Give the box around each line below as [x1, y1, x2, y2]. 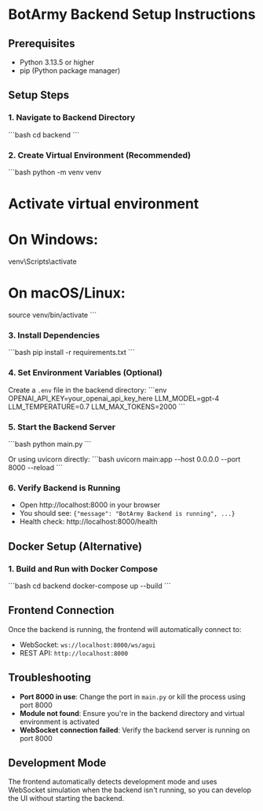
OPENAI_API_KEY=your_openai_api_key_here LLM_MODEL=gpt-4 [8, 393, 220, 403]
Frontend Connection [8, 604, 115, 617]
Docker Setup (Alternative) [8, 539, 143, 553]
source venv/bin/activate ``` [8, 310, 97, 320]
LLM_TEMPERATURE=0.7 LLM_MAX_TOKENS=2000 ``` [8, 402, 186, 411]
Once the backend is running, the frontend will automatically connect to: [8, 624, 242, 634]
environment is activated [19, 717, 100, 726]
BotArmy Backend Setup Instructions [8, 5, 256, 24]
